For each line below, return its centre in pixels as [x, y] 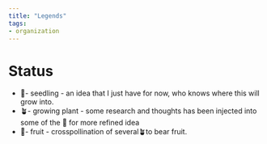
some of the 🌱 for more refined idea [80, 123]
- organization [34, 31]
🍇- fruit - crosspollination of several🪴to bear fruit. [104, 132]
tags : [17, 23]
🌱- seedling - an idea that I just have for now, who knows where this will [140, 93]
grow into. [37, 102]
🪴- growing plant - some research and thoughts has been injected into [138, 111]
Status [31, 71]
